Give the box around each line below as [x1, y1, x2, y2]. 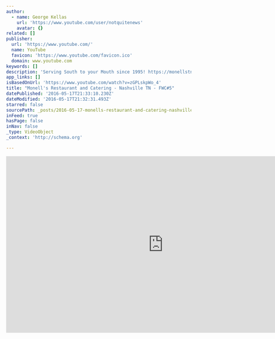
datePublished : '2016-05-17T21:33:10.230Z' [6, 91, 115, 97]
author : [6, 8, 25, 15]
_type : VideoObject [6, 129, 54, 135]
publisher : [6, 36, 33, 42]
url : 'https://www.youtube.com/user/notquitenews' [16, 19, 143, 25]
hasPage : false [6, 118, 43, 124]
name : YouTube [11, 47, 46, 53]
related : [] [6, 31, 35, 36]
